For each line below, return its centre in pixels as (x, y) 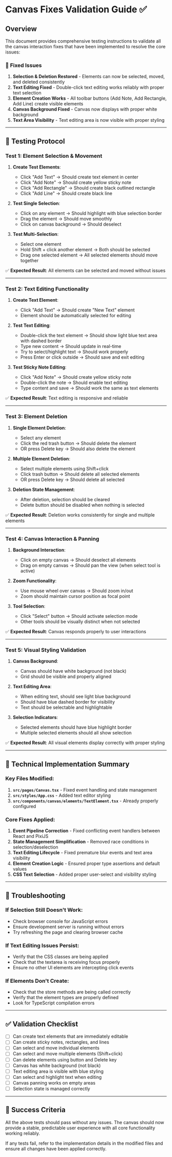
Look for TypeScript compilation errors (53, 1003)
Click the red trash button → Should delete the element (78, 443)
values (20, 869)
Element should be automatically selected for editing (76, 316)
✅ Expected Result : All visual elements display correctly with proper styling (85, 743)
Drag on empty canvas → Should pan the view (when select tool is (90, 565)
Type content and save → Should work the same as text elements (89, 388)
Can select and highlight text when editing (57, 1077)
